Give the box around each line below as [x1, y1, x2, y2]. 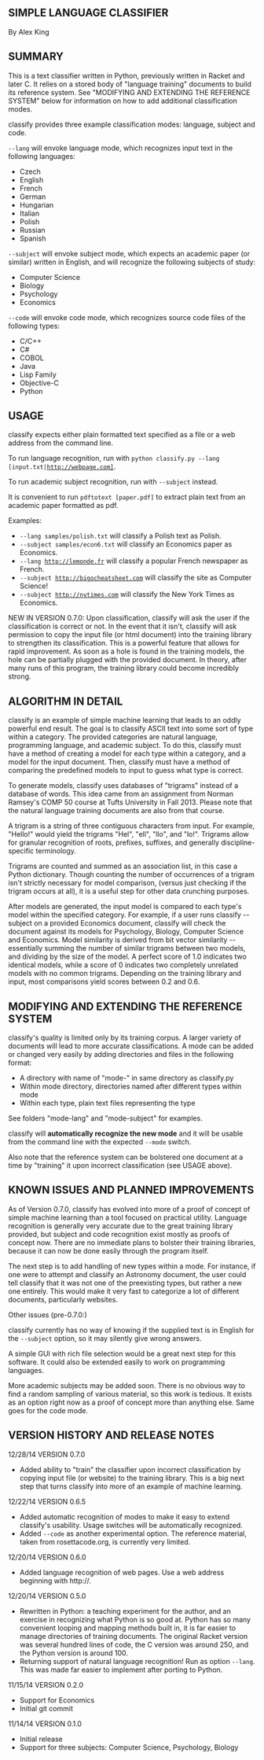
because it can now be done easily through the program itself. [8, 1246, 210, 1255]
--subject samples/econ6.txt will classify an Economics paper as [19, 539, 233, 549]
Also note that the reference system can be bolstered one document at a [8, 1152, 244, 1162]
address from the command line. [8, 438, 114, 447]
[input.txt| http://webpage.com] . [8, 462, 116, 471]
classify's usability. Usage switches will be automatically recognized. [19, 1520, 244, 1530]
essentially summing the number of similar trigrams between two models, [8, 944, 246, 953]
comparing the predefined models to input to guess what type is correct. [8, 766, 244, 775]
